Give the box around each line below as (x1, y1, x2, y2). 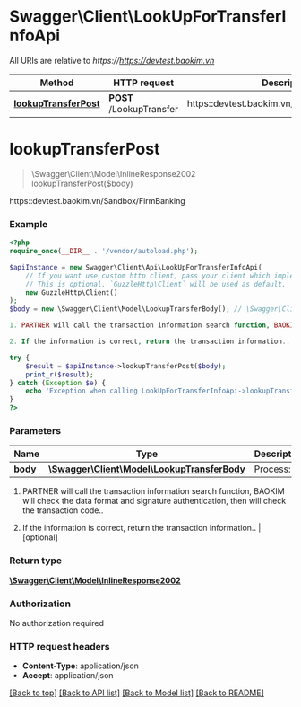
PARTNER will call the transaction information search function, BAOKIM (21, 486, 285, 497)
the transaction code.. (21, 505, 104, 516)
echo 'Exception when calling (25, 386, 139, 396)
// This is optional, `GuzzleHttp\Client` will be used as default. (25, 279, 287, 288)
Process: (254, 463, 291, 475)
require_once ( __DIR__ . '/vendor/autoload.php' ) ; (9, 247, 199, 256)
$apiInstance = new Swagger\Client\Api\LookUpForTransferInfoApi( (9, 262, 262, 271)
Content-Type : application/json (21, 660, 139, 671)
